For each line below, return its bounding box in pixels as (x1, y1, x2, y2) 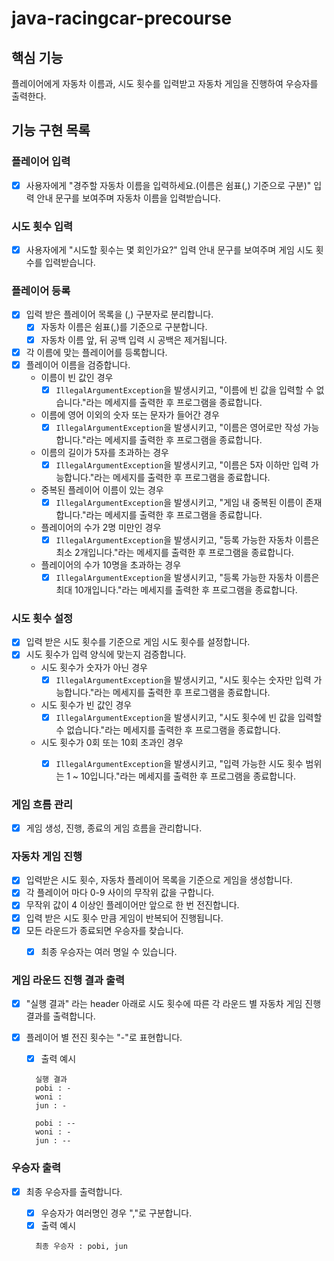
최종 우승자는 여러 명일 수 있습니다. (40, 945, 178, 957)
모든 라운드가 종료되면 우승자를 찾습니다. (25, 924, 184, 936)
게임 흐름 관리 (11, 797, 74, 811)
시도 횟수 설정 (11, 612, 74, 626)
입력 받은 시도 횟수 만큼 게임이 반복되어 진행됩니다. (25, 912, 224, 924)
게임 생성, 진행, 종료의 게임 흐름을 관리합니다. (25, 822, 203, 834)
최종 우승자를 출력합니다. (25, 1185, 123, 1197)
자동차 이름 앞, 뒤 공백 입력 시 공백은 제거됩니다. (40, 333, 228, 346)
